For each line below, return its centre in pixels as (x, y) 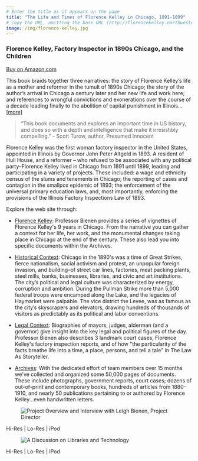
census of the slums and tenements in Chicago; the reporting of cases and (97, 178)
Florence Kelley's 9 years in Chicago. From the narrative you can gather (102, 227)
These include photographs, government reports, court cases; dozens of (103, 380)
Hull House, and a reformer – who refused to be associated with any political (99, 160)
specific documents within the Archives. (63, 245)
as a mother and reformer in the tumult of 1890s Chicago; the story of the (95, 87)
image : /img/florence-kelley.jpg (47, 28)
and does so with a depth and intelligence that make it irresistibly (99, 129)
